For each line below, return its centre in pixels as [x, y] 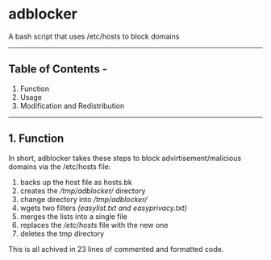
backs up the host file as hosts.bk [76, 182]
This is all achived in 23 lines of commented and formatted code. [116, 249]
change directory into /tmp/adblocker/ [83, 199]
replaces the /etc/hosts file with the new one [94, 225]
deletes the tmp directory [62, 233]
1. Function [36, 139]
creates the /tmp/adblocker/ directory [83, 191]
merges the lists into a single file [73, 216]
